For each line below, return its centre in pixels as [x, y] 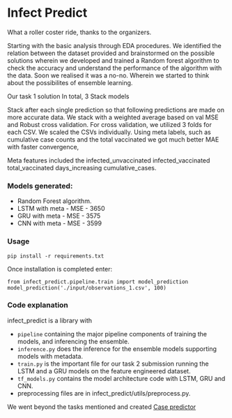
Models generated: [40, 186]
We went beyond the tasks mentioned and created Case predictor [102, 407]
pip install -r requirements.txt [56, 256]
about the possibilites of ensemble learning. [70, 82]
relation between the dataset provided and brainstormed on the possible [111, 53]
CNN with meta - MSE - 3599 [60, 223]
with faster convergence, [43, 147]
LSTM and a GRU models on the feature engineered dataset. [104, 371]
